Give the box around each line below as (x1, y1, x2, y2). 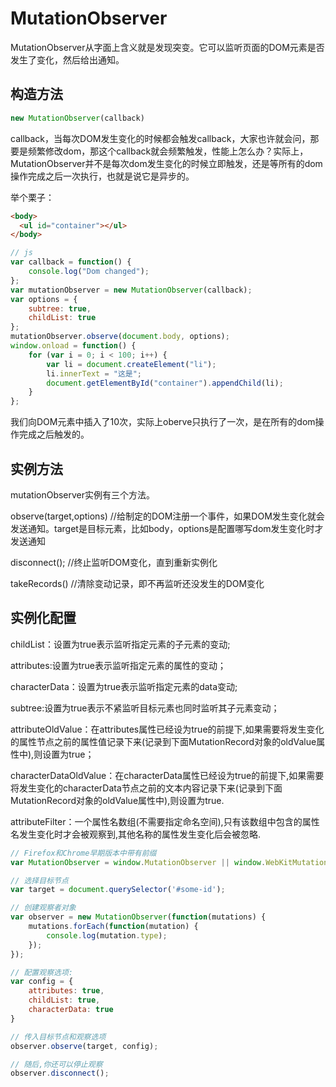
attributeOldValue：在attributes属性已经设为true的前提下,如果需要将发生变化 (10, 723, 325, 735)
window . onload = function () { (10, 341, 137, 351)
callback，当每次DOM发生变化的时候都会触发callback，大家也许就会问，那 (10, 132, 320, 144)
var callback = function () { (10, 257, 132, 267)
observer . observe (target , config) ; (10, 1041, 159, 1051)
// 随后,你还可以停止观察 (10, 1059, 103, 1069)
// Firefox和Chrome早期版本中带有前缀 (10, 848, 157, 858)
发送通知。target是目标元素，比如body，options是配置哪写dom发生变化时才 (10, 522, 324, 534)
